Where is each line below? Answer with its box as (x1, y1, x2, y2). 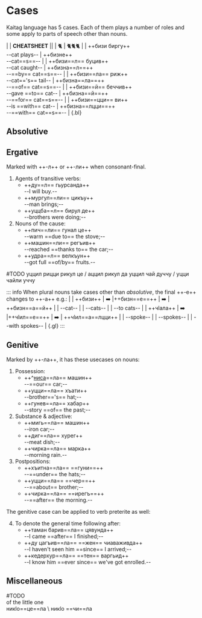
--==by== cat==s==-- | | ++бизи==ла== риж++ (6, 70, 128, 78)
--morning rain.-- (24, 451, 68, 458)
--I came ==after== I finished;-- (24, 533, 104, 540)
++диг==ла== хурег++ (24, 431, 83, 439)
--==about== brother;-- (24, 483, 84, 491)
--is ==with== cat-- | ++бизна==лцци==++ (6, 102, 116, 110)
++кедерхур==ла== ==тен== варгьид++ (24, 552, 129, 559)
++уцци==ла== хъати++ (24, 387, 87, 394)
